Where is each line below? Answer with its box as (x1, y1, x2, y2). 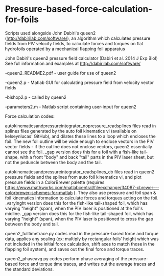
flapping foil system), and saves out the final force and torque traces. (5, 246, 144, 252)
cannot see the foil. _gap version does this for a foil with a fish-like (5, 149, 139, 155)
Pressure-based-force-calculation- (5, 3, 153, 15)
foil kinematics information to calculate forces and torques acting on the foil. (5, 195, 159, 201)
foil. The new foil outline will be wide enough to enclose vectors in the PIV (5, 138, 154, 144)
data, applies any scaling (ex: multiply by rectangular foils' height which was (5, 236, 159, 242)
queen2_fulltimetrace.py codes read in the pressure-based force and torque (5, 230, 159, 236)
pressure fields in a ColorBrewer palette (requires (5, 179, 105, 185)
